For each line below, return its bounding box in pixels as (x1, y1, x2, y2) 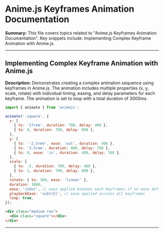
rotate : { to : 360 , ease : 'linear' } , (9, 177, 89, 182)
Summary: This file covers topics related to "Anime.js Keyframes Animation (5, 30, 157, 36)
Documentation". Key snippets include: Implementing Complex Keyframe (5, 35, 151, 41)
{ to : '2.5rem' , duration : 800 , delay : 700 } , (14, 145, 110, 150)
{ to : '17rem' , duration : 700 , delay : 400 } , (14, 123, 108, 128)
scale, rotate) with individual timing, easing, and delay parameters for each (5, 90, 155, 96)
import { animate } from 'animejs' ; (5, 105, 80, 110)
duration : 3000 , (9, 182, 42, 187)
